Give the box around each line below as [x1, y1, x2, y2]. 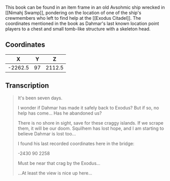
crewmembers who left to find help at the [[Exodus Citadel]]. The [5, 15, 141, 21]
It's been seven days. [17, 95, 62, 101]
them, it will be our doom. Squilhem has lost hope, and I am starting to [17, 125, 164, 131]
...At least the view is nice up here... [17, 170, 92, 176]
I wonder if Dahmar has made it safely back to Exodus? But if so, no [17, 104, 159, 111]
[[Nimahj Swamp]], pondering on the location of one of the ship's [5, 10, 142, 16]
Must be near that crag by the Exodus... [17, 160, 100, 166]
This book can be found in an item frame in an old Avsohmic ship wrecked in [5, 5, 165, 10]
